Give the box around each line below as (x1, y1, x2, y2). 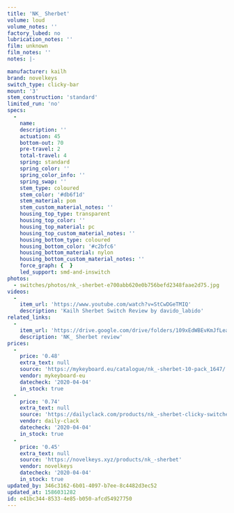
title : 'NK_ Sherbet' (7, 10, 70, 17)
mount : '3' (7, 88, 39, 95)
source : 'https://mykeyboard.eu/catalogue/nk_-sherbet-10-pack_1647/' (19, 366, 229, 373)
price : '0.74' (19, 398, 61, 405)
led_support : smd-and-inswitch (19, 269, 111, 276)
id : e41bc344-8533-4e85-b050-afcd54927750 (7, 495, 132, 502)
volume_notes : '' (7, 23, 58, 30)
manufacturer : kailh (7, 68, 68, 75)
